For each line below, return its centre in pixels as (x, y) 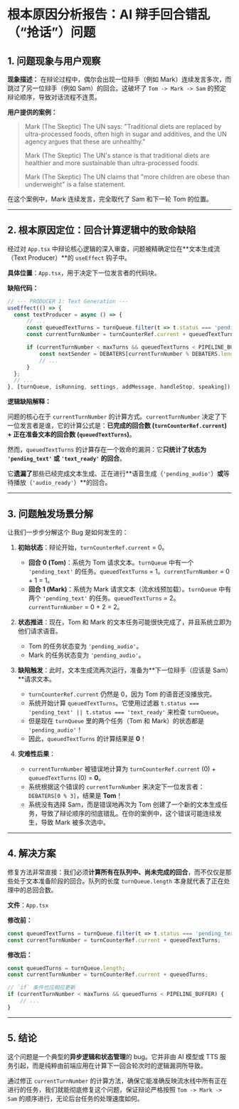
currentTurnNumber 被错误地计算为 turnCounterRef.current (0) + (122, 769)
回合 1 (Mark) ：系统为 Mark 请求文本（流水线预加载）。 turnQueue (123, 589)
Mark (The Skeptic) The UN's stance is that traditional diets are (117, 155)
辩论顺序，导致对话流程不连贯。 (54, 97)
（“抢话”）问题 (52, 32)
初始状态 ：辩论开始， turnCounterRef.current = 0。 (93, 547)
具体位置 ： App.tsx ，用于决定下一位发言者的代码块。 (84, 273)
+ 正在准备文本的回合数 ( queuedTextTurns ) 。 (72, 434)
